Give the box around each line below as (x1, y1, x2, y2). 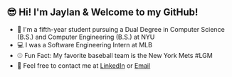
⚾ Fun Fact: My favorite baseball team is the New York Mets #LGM (16, 51, 213, 59)
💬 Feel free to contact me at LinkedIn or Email (16, 61, 151, 70)
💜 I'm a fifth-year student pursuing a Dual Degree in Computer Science (16, 25, 225, 33)
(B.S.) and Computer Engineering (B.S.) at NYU (16, 32, 155, 41)
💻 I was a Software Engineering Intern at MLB (16, 40, 152, 49)
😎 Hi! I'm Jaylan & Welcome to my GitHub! (6, 6, 199, 18)
